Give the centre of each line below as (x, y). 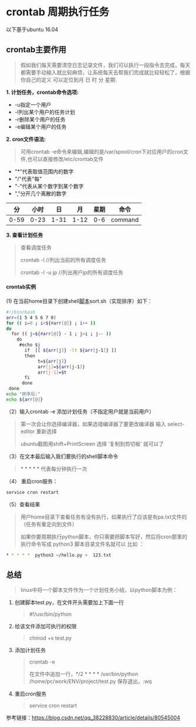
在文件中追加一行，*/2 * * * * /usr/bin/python (84, 674)
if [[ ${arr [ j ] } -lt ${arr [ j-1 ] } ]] (70, 351)
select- (176, 424)
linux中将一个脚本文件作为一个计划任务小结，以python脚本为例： (99, 590)
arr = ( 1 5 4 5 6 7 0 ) (31, 318)
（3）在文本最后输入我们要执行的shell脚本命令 (62, 456)
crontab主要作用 (36, 50)
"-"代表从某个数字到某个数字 (49, 186)
